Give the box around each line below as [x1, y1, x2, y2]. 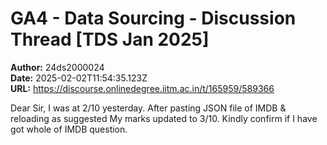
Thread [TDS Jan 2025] [10, 28, 210, 51]
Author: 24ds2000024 [10, 61, 105, 73]
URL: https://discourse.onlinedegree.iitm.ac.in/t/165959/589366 [10, 82, 275, 94]
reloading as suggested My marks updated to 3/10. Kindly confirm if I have [10, 112, 318, 124]
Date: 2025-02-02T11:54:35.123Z [10, 72, 148, 84]
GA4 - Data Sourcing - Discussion [10, 7, 297, 30]
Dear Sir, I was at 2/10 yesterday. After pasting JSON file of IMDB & [10, 102, 287, 114]
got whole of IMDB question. [10, 123, 128, 135]
